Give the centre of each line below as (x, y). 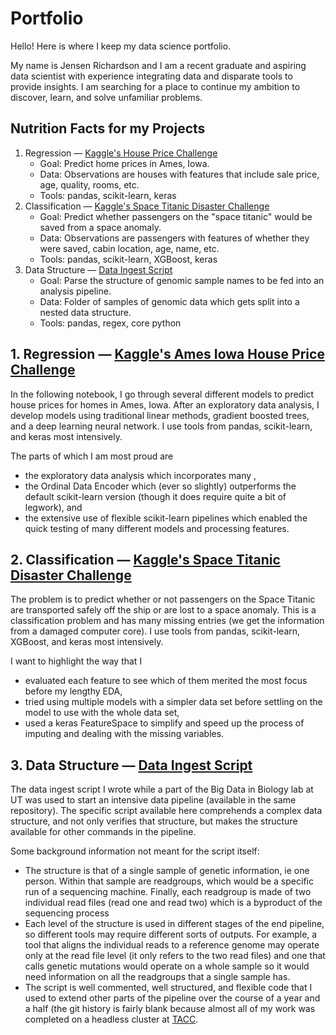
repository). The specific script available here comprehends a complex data (166, 811)
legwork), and (53, 507)
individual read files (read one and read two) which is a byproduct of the (173, 903)
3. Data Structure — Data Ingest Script (131, 765)
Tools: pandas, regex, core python (110, 323)
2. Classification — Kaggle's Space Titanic (145, 559)
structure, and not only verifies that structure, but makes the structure (154, 821)
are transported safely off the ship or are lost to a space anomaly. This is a (163, 610)
